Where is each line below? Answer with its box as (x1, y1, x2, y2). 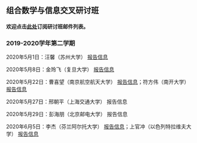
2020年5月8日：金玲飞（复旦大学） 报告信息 (6, 66, 115, 73)
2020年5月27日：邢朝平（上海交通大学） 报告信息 (6, 98, 128, 105)
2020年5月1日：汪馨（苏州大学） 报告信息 (6, 53, 108, 60)
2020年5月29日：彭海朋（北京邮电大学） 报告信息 (6, 111, 128, 118)
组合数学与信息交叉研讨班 (6, 5, 99, 16)
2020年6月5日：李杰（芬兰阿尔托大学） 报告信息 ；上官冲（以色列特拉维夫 (6, 123, 186, 130)
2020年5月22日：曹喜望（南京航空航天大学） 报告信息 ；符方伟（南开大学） (6, 79, 190, 86)
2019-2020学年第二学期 (6, 39, 75, 47)
